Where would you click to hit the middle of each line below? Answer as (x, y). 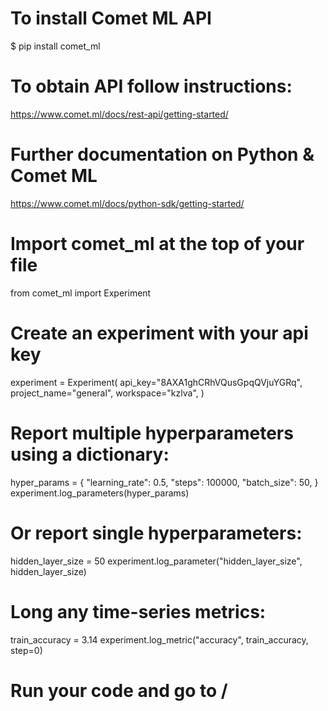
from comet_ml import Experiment (81, 293)
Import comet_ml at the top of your (157, 244)
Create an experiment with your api (159, 333)
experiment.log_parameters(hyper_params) (100, 493)
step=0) (26, 650)
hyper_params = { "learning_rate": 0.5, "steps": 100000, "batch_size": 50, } (164, 482)
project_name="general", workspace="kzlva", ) (107, 393)
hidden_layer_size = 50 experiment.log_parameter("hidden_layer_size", (156, 561)
